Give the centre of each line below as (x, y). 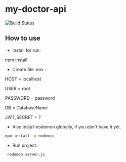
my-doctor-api (36, 9)
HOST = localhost (23, 79)
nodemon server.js (26, 154)
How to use (23, 38)
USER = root (18, 88)
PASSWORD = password (30, 98)
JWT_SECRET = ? (23, 117)
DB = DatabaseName (26, 108)
